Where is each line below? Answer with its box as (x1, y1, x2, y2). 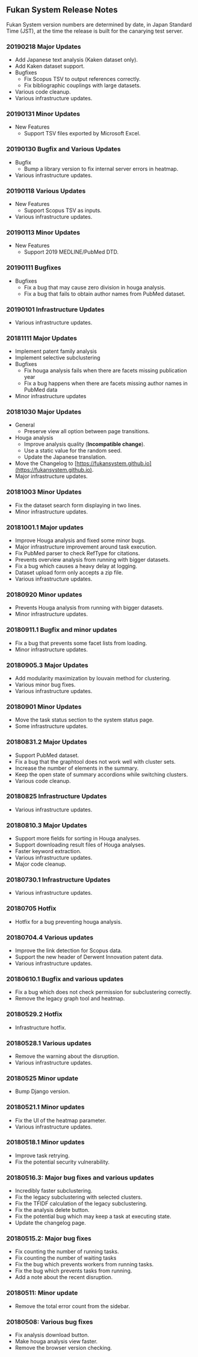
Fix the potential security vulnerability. (14, 1158, 110, 1165)
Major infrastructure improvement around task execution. (14, 543, 157, 550)
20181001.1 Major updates (6, 523, 84, 531)
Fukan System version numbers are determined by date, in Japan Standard (6, 21, 193, 28)
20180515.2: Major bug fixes (6, 1234, 91, 1243)
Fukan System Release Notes (6, 5, 118, 15)
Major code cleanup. (14, 860, 67, 868)
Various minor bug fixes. (14, 681, 76, 688)
